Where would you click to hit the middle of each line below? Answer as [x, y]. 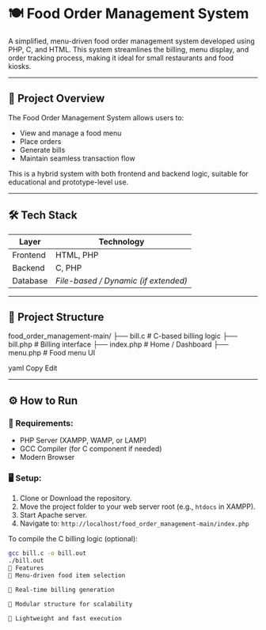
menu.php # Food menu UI [52, 353]
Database [30, 280]
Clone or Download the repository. [76, 499]
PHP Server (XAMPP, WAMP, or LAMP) [83, 440]
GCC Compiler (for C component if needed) [91, 449]
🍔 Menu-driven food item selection [67, 575]
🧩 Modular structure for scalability [70, 604]
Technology [122, 241]
